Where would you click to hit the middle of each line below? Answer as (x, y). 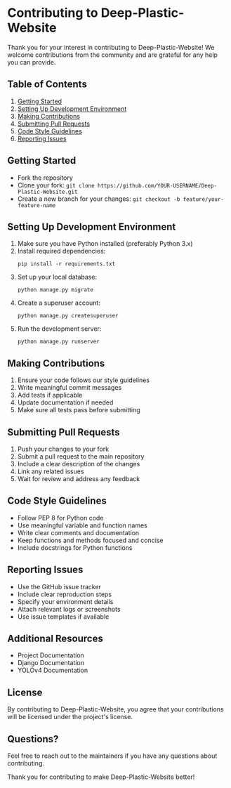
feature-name (37, 205)
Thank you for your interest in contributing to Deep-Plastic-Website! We (111, 47)
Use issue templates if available (63, 617)
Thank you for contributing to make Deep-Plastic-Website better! (101, 777)
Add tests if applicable (50, 395)
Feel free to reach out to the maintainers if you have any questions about (112, 756)
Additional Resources (55, 639)
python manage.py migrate (55, 290)
